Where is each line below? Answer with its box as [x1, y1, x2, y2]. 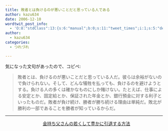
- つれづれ [9, 44, 29, 49]
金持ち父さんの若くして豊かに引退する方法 [42, 120, 130, 126]
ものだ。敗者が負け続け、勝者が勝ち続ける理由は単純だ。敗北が [30, 98, 162, 105]
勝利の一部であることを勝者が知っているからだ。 [17, 105, 118, 111]
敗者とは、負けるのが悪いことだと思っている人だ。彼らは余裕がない [17, 73, 157, 80]
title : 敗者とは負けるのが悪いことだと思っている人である [5, 7, 110, 12]
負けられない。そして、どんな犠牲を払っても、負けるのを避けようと [21, 80, 161, 86]
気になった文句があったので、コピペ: [5, 63, 81, 69]
